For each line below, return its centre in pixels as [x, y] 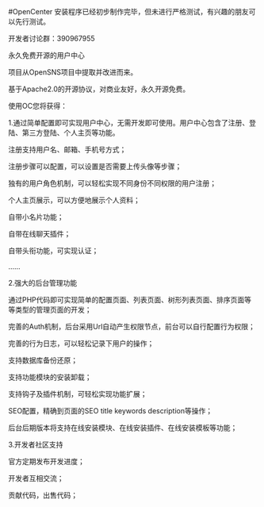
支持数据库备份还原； [43, 360]
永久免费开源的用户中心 [46, 55]
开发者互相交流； [36, 478]
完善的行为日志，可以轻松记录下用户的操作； [81, 343]
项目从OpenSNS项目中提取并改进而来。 [73, 72]
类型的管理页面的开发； [53, 309]
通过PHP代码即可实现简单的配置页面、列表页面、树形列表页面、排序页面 [126, 300]
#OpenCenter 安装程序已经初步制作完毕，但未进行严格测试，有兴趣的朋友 [129, 12]
